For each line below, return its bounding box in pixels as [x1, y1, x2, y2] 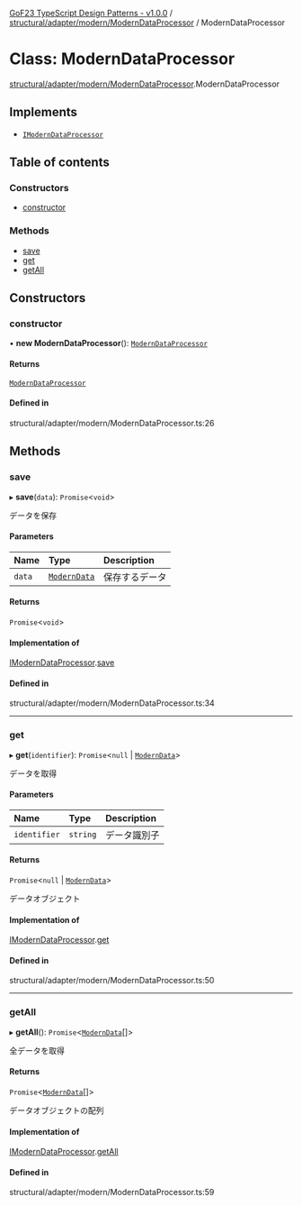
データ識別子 [104, 828, 160, 841]
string [68, 829, 97, 839]
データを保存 [9, 509, 57, 521]
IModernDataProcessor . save [9, 657, 115, 668]
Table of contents [9, 155, 110, 170]
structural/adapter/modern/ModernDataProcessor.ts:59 [9, 1187, 215, 1198]
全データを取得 [9, 1045, 65, 1055]
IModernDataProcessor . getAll [9, 1147, 119, 1157]
